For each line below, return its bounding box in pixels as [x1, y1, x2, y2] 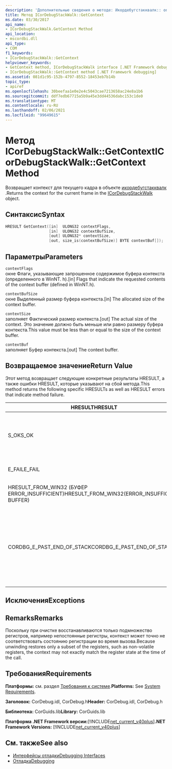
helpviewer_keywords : [5, 60, 52, 65]
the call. [5, 654, 22, 661]
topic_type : [5, 79, 31, 84]
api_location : [5, 31, 36, 36]
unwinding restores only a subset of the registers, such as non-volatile [5, 643, 154, 650]
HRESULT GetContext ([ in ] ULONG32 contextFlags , [5, 224, 111, 229]
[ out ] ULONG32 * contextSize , [49, 233, 111, 239]
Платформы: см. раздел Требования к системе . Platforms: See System [5, 683, 161, 689]
